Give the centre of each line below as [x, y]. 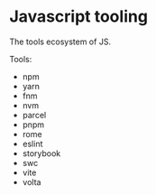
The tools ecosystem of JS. [60, 42]
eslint [32, 144]
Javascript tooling [79, 17]
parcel [34, 115]
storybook [41, 153]
